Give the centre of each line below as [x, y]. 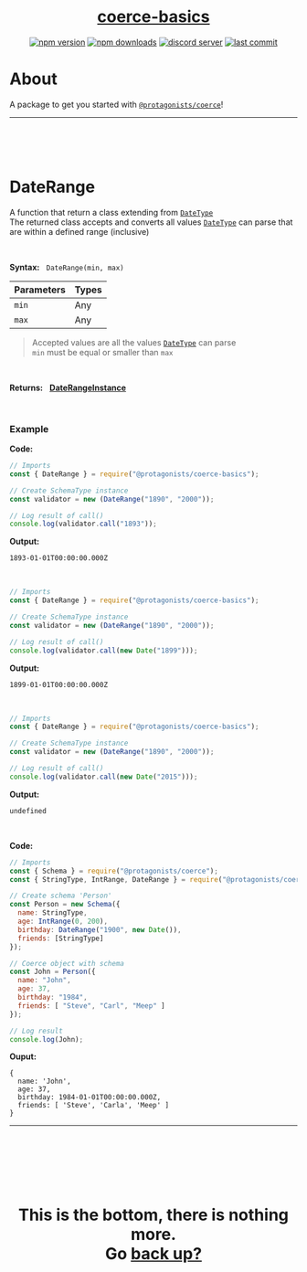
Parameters [40, 290]
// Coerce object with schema [67, 963]
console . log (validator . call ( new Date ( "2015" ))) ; [104, 777]
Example [29, 429]
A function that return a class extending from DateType [111, 212]
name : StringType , [53, 913]
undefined [28, 811]
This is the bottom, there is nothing [153, 1215]
